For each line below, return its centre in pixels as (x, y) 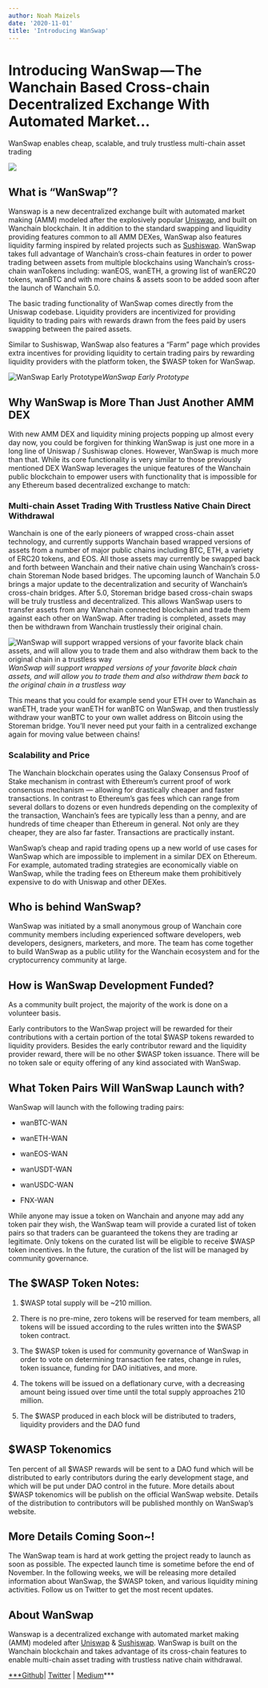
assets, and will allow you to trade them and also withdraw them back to (128, 677)
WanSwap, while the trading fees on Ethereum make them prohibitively (125, 873)
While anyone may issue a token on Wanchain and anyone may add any (126, 1216)
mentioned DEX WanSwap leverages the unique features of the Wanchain (129, 468)
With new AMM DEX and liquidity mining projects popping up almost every (131, 434)
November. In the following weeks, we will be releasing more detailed (122, 1573)
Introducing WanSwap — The (105, 70)
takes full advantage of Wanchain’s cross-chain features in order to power (130, 254)
